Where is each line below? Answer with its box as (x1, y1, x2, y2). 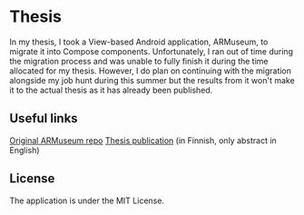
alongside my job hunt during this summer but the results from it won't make (9, 74, 295, 85)
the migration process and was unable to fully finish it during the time (9, 55, 269, 66)
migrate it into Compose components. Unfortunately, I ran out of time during (9, 45, 293, 56)
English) (9, 144, 40, 155)
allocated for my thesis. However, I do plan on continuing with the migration (9, 65, 292, 76)
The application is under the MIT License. (9, 195, 165, 206)
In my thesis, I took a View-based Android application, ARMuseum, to (9, 36, 269, 47)
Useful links (9, 111, 79, 126)
